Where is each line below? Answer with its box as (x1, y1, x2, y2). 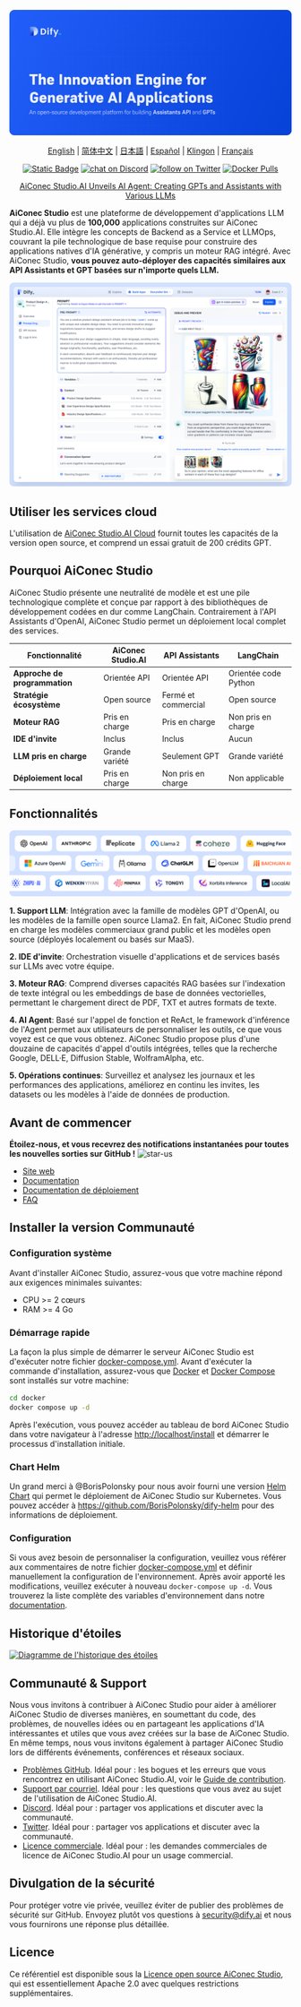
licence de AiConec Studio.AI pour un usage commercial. (21, 1849, 234, 1860)
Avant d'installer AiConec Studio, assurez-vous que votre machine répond (9, 1267, 283, 1278)
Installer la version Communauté (9, 1220, 195, 1236)
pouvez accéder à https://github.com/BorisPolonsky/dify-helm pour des (9, 1500, 275, 1511)
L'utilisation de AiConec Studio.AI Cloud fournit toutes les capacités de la (9, 528, 279, 538)
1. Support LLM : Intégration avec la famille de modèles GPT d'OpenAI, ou (9, 906, 279, 917)
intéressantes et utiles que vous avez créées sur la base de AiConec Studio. (9, 1727, 289, 1738)
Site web (21, 1166, 56, 1176)
